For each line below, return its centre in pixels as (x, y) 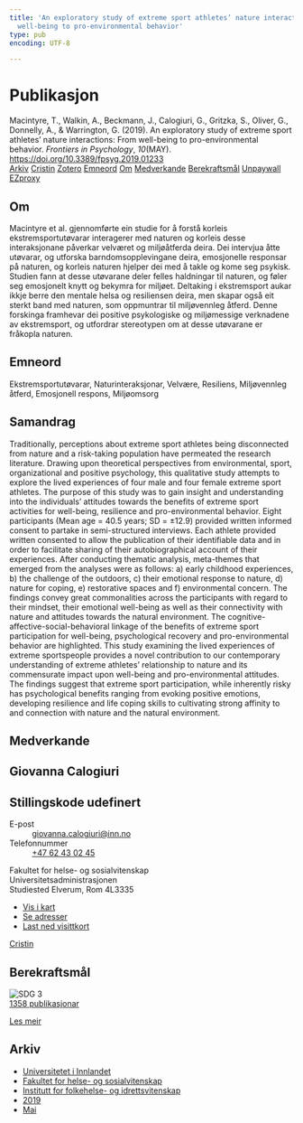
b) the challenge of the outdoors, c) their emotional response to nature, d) (147, 578)
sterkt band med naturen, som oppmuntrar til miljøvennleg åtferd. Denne (143, 305)
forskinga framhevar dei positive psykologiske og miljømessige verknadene (150, 314)
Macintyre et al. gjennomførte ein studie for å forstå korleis (119, 228)
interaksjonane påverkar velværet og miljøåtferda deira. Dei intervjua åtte (145, 248)
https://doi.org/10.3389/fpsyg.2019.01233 (87, 159)
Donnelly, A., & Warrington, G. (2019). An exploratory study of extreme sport (151, 130)
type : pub (28, 34)
